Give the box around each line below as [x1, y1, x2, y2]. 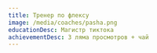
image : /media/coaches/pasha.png [8, 19, 118, 26]
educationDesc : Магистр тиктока [8, 26, 114, 34]
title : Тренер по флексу [8, 11, 89, 19]
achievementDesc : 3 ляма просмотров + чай [8, 33, 149, 41]
